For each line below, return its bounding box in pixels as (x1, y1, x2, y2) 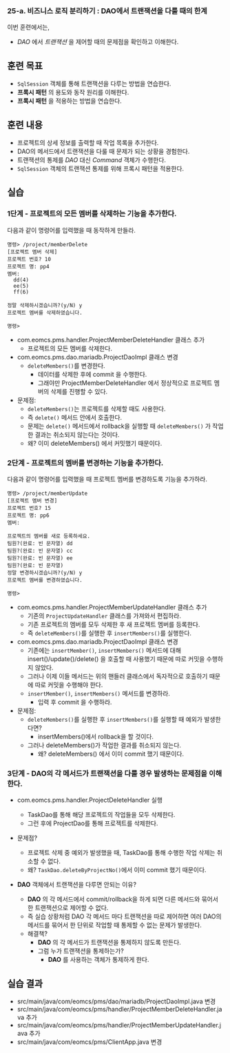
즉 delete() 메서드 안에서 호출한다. (27, 413, 123, 422)
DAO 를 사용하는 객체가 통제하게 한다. (48, 956, 149, 964)
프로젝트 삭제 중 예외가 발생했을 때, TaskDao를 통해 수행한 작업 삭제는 (27, 849, 216, 857)
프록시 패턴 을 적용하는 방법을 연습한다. (17, 97, 122, 105)
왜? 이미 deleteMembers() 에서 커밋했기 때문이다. (27, 439, 163, 447)
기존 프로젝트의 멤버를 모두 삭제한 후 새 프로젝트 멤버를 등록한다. (27, 620, 200, 629)
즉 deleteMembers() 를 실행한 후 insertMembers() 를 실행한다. (27, 629, 191, 637)
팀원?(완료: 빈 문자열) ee (7, 554, 73, 562)
